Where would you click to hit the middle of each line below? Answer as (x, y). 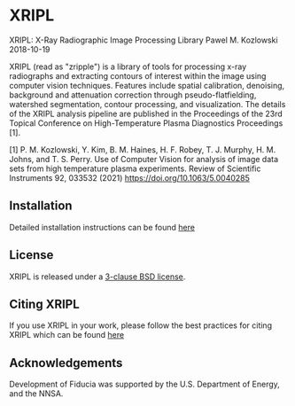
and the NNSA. (36, 394)
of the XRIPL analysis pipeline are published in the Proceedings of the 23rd (146, 113)
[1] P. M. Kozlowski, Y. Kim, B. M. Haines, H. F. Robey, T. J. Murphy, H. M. (143, 149)
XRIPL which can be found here (67, 335)
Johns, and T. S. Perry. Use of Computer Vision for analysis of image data (144, 159)
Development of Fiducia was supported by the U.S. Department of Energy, (145, 384)
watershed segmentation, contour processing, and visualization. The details (147, 104)
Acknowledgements (66, 363)
